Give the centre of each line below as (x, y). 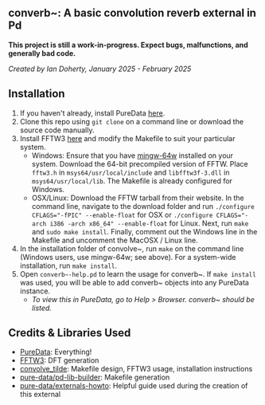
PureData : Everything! (56, 352)
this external (40, 395)
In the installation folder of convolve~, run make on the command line (132, 248)
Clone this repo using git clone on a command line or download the (132, 121)
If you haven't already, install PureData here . (92, 113)
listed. (41, 308)
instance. (35, 291)
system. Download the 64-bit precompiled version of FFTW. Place (140, 163)
